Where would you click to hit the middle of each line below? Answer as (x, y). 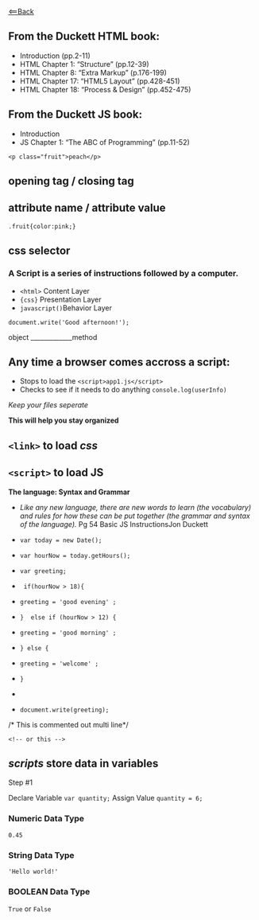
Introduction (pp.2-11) (55, 56)
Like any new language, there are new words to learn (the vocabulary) (135, 507)
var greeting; (43, 571)
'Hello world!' (33, 871)
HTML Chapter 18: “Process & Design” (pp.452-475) (105, 89)
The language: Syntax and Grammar (69, 492)
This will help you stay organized (64, 420)
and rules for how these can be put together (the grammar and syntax (135, 516)
